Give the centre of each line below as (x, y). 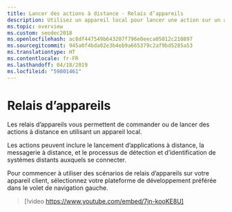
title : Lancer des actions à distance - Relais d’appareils (96, 13)
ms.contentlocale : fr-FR (43, 59)
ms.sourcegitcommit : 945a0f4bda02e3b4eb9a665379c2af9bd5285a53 (100, 46)
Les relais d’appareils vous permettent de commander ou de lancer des (108, 124)
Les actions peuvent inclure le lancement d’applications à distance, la (106, 145)
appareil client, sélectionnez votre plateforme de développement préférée (112, 181)
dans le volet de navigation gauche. (58, 188)
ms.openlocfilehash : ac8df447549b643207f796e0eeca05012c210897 (100, 39)
